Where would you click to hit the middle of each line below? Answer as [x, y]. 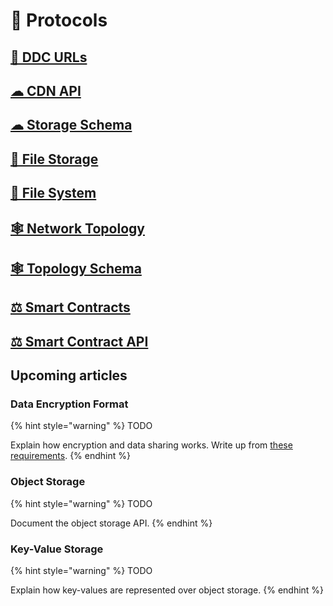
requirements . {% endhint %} [70, 456]
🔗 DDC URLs [49, 57]
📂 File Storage [54, 159]
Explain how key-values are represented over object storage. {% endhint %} [167, 590]
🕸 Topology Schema [76, 268]
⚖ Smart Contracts [70, 307]
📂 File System [53, 193]
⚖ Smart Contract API [79, 341]
